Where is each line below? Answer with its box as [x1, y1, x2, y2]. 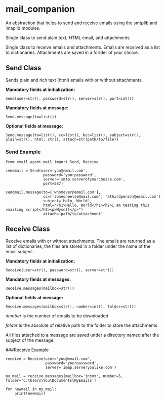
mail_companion [5, 3, 75, 15]
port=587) [43, 181, 64, 186]
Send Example [5, 148, 41, 155]
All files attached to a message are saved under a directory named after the [5, 332, 160, 338]
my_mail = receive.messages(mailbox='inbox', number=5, [5, 373, 123, 379]
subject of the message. [5, 337, 55, 343]
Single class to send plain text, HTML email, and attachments [5, 35, 130, 41]
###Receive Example [5, 347, 49, 353]
